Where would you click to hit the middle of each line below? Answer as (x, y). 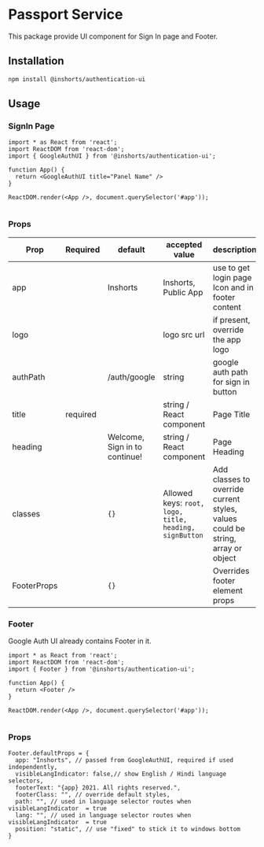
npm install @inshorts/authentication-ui (77, 79)
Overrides (231, 571)
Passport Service (66, 15)
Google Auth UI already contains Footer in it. (80, 641)
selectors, (26, 781)
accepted (184, 244)
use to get (231, 268)
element (228, 590)
